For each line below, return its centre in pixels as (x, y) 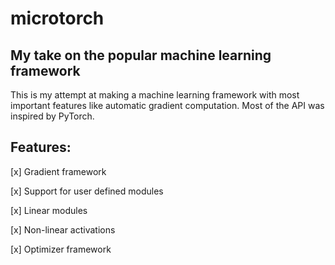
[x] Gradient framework (58, 171)
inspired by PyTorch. (52, 116)
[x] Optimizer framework (61, 249)
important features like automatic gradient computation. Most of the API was (167, 105)
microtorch (57, 18)
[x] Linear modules (49, 210)
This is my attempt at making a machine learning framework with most (155, 95)
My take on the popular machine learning (141, 55)
